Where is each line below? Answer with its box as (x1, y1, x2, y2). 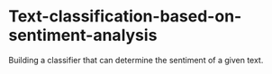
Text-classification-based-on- (8, 6, 242, 27)
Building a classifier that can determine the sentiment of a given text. (8, 54, 264, 65)
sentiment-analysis (8, 25, 158, 45)
